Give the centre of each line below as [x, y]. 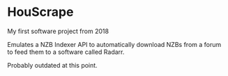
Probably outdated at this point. [52, 65]
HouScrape [40, 12]
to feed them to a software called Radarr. [66, 52]
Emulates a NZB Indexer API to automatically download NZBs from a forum [114, 44]
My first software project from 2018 [58, 31]
